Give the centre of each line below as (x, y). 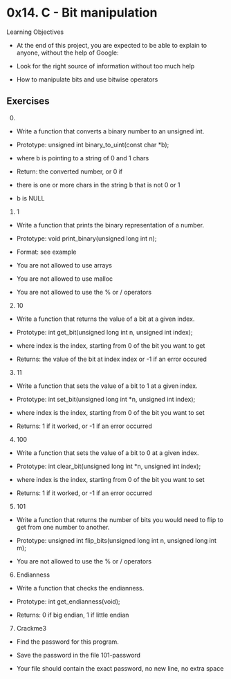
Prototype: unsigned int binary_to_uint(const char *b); (93, 145)
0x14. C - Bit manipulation (82, 13)
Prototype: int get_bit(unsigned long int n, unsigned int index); (104, 332)
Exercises (28, 101)
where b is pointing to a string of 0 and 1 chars (83, 158)
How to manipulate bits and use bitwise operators (87, 79)
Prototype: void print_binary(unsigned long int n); (86, 238)
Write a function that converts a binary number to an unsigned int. (110, 131)
